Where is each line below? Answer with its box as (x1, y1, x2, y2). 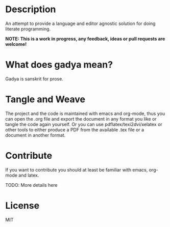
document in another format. (5, 132, 66, 138)
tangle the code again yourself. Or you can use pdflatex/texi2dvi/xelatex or (5, 121, 162, 127)
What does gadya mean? (5, 59, 113, 71)
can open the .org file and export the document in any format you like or (5, 116, 157, 122)
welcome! (5, 41, 27, 47)
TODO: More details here (5, 182, 58, 188)
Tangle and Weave (5, 94, 86, 105)
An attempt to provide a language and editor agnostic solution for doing (5, 20, 156, 26)
